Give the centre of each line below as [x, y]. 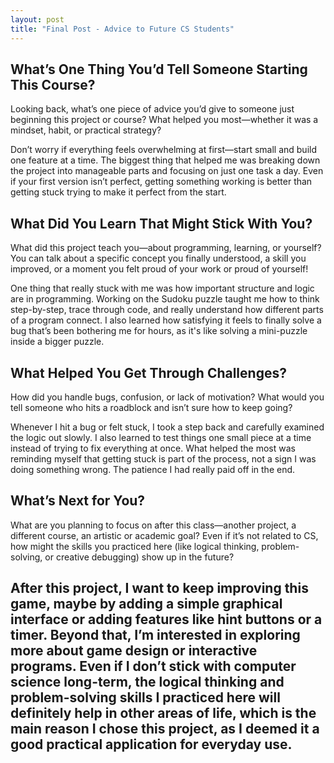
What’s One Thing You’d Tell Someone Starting [159, 69]
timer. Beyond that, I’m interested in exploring [155, 635]
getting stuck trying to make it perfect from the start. [118, 192]
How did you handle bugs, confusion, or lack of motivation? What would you [167, 397]
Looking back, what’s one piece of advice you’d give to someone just [152, 109]
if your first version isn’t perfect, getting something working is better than [161, 182]
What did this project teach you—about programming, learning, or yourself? [166, 248]
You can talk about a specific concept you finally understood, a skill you [158, 258]
